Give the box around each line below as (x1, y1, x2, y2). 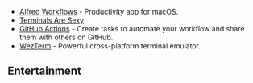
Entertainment (7, 64, 81, 78)
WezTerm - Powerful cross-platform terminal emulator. (19, 41, 201, 51)
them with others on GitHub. (19, 32, 114, 42)
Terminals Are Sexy (19, 15, 85, 25)
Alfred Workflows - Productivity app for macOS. (19, 7, 179, 16)
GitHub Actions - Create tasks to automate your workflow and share (19, 24, 245, 33)
